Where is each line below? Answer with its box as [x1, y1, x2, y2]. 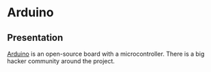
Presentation [7, 32, 64, 43]
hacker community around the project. [7, 57, 115, 65]
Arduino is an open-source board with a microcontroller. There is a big [7, 50, 205, 58]
